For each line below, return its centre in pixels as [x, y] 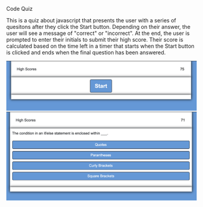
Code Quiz [20, 9]
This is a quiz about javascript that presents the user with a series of [91, 20]
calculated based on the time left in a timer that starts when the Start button [100, 46]
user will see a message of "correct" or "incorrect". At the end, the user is [98, 33]
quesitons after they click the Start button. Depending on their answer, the [98, 27]
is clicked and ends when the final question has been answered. [86, 53]
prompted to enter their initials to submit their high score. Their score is [95, 40]
